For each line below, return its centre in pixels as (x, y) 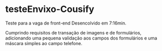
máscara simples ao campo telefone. (44, 43)
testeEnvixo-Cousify (50, 9)
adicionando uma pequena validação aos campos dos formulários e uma (81, 38)
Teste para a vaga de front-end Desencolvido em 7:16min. (66, 23)
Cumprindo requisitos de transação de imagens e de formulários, (73, 32)
